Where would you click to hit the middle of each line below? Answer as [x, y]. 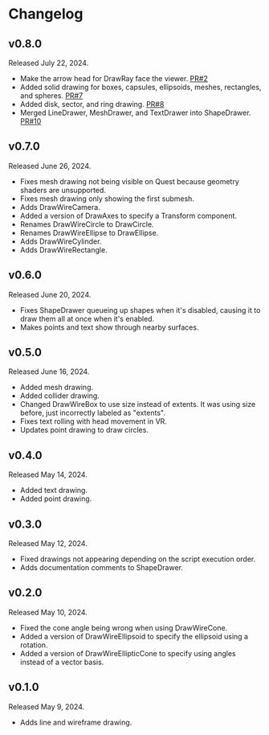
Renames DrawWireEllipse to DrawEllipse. [89, 232]
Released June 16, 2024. [49, 372]
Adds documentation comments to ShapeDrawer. [101, 568]
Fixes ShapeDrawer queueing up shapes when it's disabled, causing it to [140, 310]
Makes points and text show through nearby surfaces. [109, 327]
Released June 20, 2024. [50, 294]
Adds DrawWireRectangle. [63, 249]
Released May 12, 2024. [48, 544]
